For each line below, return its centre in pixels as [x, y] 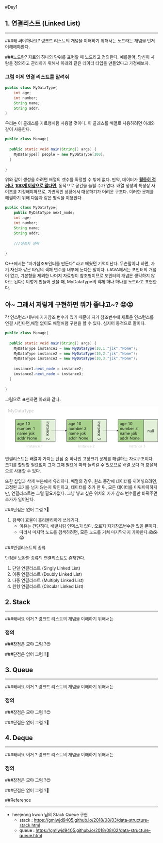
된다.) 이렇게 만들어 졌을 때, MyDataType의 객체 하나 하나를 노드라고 [79, 282]
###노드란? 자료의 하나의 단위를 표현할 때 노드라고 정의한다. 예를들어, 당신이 [77, 57]
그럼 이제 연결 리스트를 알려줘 [37, 77]
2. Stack [18, 602]
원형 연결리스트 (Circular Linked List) [48, 586]
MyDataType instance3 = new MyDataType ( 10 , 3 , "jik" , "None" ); [76, 358]
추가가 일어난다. [20, 500]
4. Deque [19, 738]
